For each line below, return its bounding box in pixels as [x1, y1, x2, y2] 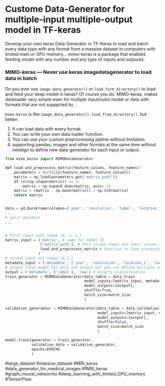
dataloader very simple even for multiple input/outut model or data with [5, 96, 149, 102]
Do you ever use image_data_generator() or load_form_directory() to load [5, 86, 156, 92]
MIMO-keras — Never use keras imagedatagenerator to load [5, 68, 152, 75]
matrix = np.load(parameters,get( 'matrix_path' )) [14, 174, 118, 179]
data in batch [5, 75, 37, 82]
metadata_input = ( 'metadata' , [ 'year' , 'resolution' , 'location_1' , [5, 260, 151, 265]
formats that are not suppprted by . [5, 102, 76, 108]
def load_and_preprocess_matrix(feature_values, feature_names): [5, 165, 141, 170]
